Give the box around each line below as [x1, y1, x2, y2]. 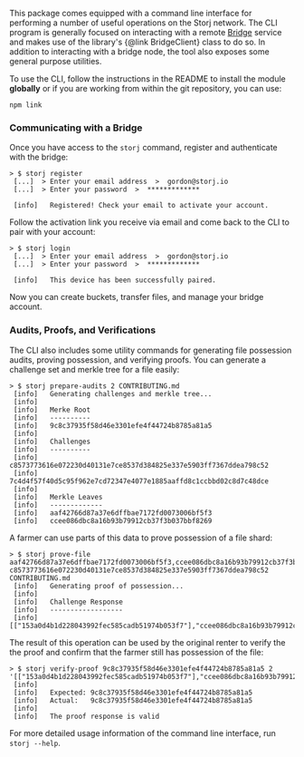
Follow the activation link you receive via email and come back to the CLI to [9, 217, 290, 228]
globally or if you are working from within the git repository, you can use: [9, 83, 282, 93]
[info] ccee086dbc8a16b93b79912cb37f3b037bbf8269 [13, 516, 213, 525]
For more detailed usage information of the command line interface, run [9, 727, 276, 738]
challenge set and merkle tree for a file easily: [9, 364, 180, 374]
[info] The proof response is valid [13, 712, 160, 721]
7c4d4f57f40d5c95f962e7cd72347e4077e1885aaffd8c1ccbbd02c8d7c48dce [9, 476, 270, 486]
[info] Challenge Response [13, 597, 124, 607]
